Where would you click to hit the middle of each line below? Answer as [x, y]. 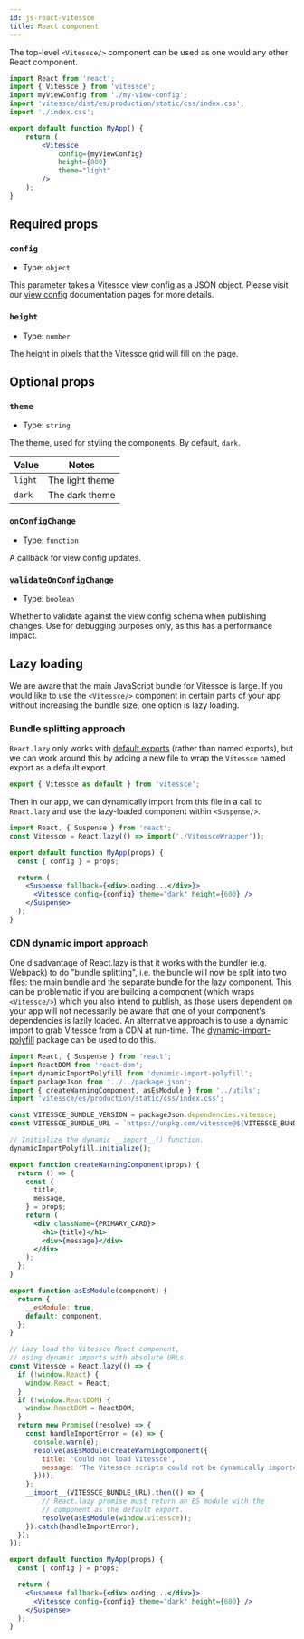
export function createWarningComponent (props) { [105, 1164]
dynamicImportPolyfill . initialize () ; [81, 1148]
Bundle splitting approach [67, 729]
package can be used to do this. [96, 1040]
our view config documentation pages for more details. [112, 295]
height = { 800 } [82, 162]
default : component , [64, 1316]
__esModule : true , [60, 1308]
